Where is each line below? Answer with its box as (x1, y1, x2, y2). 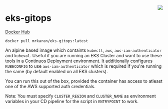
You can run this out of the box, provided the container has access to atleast (5, 78, 162, 84)
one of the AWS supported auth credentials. (5, 83, 96, 89)
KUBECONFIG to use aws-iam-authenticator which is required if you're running (5, 63, 162, 69)
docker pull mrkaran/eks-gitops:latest (5, 38, 88, 43)
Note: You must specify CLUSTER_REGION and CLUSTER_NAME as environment (5, 93, 156, 99)
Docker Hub (5, 29, 30, 35)
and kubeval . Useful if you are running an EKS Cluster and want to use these (5, 52, 162, 58)
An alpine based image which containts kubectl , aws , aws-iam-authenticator (5, 47, 162, 53)
